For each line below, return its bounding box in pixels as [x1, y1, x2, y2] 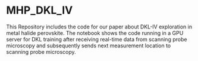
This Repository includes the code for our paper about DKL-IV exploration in [6, 23, 192, 30]
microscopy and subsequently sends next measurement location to [6, 42, 171, 49]
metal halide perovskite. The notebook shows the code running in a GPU [6, 29, 184, 36]
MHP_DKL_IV [6, 4, 73, 17]
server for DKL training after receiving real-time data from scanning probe [6, 36, 187, 43]
